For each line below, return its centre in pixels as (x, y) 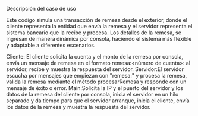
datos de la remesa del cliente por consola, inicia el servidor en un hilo (92, 94)
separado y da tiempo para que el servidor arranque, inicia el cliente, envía (98, 101)
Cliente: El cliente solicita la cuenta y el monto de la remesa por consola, (95, 57)
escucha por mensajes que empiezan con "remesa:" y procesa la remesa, (97, 75)
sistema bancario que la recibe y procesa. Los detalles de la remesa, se (94, 33)
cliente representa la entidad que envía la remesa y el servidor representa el (99, 26)
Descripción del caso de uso (41, 9)
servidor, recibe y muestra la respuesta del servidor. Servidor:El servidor (95, 69)
